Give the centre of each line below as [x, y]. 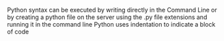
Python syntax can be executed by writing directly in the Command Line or [112, 10]
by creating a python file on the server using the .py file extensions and [107, 17]
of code [18, 31]
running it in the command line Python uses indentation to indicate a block [111, 24]
